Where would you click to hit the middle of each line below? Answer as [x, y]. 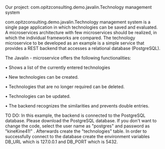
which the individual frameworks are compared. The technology [70, 38]
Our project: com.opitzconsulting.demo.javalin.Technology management [79, 7]
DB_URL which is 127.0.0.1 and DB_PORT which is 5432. [62, 142]
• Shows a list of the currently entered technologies [58, 67]
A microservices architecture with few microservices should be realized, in [81, 32]
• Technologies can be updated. [38, 96]
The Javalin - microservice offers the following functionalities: [68, 58]
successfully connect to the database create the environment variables [78, 136]
